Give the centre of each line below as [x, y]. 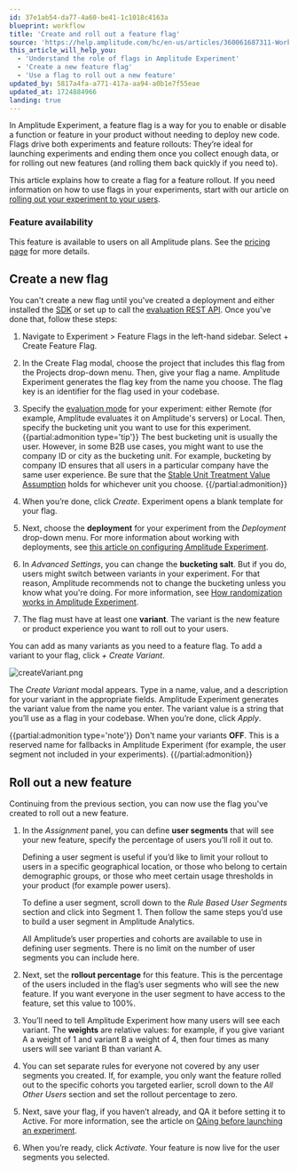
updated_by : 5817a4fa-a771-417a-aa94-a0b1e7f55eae [105, 84]
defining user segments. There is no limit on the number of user [138, 949]
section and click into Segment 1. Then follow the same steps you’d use [153, 912]
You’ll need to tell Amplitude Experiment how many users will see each [151, 1021]
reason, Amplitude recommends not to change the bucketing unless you [154, 583]
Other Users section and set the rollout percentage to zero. [129, 1095]
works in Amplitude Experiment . [80, 602]
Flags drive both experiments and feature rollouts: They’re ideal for [131, 144]
